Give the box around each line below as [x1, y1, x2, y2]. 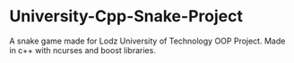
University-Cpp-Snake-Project [9, 6, 244, 27]
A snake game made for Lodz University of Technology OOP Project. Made [9, 35, 286, 46]
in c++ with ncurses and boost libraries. [9, 44, 157, 55]
